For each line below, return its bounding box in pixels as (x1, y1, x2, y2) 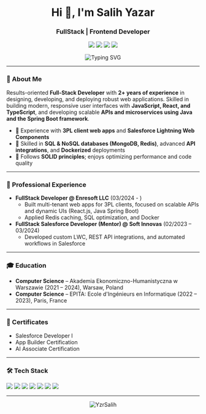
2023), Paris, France (15, 297, 67, 304)
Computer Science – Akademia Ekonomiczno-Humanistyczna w (15, 277, 178, 285)
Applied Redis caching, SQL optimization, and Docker (24, 214, 159, 221)
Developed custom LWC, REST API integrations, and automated (24, 233, 185, 241)
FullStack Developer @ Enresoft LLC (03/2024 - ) (15, 194, 142, 201)
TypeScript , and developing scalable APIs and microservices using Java (6, 108, 193, 116)
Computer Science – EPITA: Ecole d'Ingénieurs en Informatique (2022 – (15, 290, 197, 298)
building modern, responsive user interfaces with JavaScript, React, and (6, 102, 191, 109)
